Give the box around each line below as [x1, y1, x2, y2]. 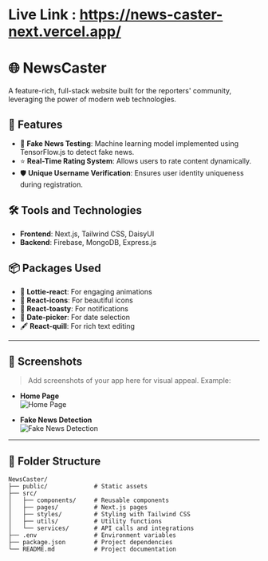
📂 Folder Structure [8, 454, 101, 468]
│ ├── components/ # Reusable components [8, 496, 170, 504]
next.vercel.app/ [8, 22, 121, 41]
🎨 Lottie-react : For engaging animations [19, 286, 153, 296]
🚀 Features [8, 117, 63, 131]
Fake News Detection [19, 415, 93, 425]
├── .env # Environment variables [8, 531, 177, 539]
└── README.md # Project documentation [8, 545, 177, 554]
